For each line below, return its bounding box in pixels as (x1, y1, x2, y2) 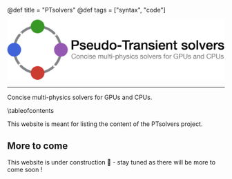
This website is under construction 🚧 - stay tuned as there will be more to (7, 158, 216, 167)
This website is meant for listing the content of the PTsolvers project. (7, 120, 203, 128)
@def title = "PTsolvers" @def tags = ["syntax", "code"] (7, 6, 166, 14)
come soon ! (7, 165, 43, 174)
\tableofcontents (7, 107, 54, 115)
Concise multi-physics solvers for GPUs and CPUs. (7, 93, 153, 102)
